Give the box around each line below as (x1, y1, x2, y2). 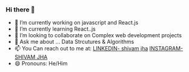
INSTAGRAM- (149, 45, 183, 52)
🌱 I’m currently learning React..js (14, 25, 96, 32)
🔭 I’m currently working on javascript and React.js (14, 19, 139, 26)
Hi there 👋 (5, 5, 36, 14)
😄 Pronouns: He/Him (14, 60, 68, 67)
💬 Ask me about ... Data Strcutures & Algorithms (14, 38, 134, 46)
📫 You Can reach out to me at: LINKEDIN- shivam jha (14, 45, 148, 52)
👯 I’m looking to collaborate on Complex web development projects (14, 32, 182, 39)
